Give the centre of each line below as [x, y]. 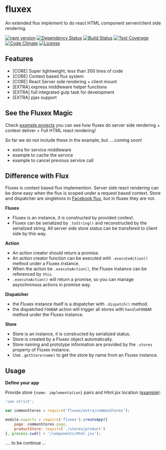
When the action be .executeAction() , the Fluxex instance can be [80, 269]
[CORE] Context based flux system [48, 76]
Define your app [22, 383]
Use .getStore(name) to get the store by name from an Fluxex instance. [85, 355]
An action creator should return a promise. [56, 253]
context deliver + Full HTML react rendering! [50, 130]
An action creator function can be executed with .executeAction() [80, 258]
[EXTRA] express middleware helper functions [60, 87]
